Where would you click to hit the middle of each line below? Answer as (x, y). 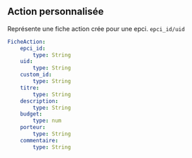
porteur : (33, 128)
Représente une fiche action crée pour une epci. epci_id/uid (96, 28)
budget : (31, 114)
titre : (30, 88)
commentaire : (39, 140)
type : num (47, 121)
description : (39, 101)
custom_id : (36, 75)
